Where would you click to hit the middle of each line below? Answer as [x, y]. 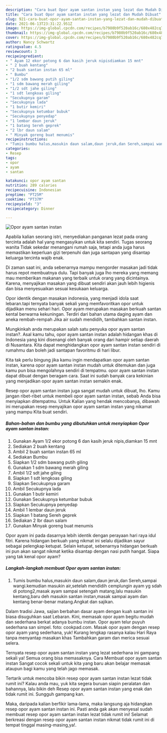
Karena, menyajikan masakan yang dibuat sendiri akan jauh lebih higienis [80, 283]
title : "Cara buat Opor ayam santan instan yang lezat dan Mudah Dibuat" [83, 14]
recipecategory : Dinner [30, 209]
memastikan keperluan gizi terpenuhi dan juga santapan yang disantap [78, 252]
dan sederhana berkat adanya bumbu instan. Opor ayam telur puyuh [75, 622]
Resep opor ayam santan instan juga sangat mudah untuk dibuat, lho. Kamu [83, 391]
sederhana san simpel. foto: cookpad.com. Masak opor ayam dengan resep [83, 627]
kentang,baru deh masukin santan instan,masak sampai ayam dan [80, 597]
